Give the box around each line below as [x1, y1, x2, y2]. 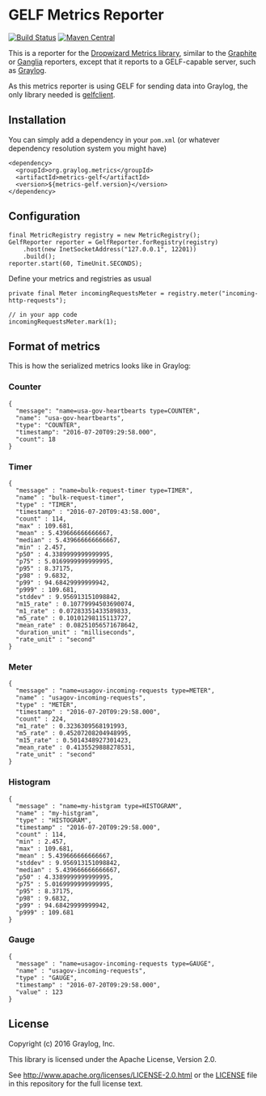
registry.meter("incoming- [167, 289, 259, 298]
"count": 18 [15, 435, 57, 443]
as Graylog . [8, 65, 47, 75]
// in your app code [8, 310, 78, 319]
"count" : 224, [15, 715, 67, 723]
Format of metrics [8, 339, 101, 353]
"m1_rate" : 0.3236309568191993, [15, 722, 129, 730]
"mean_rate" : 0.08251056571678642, [15, 621, 139, 629]
